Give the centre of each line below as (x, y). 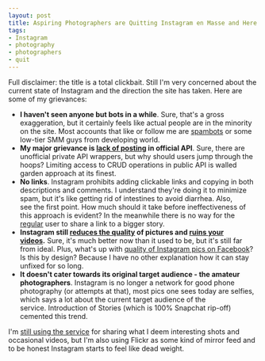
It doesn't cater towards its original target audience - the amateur (130, 274)
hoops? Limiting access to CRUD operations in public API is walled (128, 165)
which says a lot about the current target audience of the (113, 299)
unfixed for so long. (52, 265)
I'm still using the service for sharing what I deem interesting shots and (124, 331)
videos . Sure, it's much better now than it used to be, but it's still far (131, 240)
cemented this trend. (54, 316)
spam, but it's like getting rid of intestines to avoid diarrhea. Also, (126, 198)
